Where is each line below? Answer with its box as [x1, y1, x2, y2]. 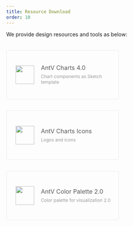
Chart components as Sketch [41, 73, 103, 80]
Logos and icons [41, 137, 76, 143]
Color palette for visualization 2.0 [41, 197, 111, 203]
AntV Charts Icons [41, 126, 92, 135]
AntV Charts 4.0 [41, 63, 86, 72]
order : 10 [6, 14, 31, 20]
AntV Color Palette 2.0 [41, 187, 103, 196]
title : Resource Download [6, 8, 70, 15]
